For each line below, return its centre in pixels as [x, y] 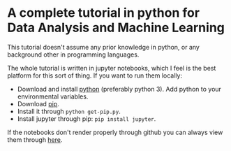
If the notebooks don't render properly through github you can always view [115, 132]
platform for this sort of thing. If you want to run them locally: [95, 75]
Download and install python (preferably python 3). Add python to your [119, 89]
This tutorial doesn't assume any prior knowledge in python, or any [104, 47]
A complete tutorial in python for [104, 13]
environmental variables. [53, 96]
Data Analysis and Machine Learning [116, 28]
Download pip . [38, 103]
